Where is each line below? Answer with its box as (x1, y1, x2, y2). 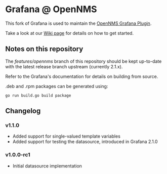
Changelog (5, 107, 41, 115)
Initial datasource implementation (12, 163, 82, 169)
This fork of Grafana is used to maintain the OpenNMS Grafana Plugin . (5, 20, 152, 26)
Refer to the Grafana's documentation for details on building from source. (5, 73, 158, 79)
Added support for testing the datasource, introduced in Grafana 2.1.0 (12, 139, 158, 145)
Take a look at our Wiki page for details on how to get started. (5, 30, 134, 36)
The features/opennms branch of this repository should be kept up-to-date (5, 58, 162, 64)
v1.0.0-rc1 (5, 151, 30, 158)
